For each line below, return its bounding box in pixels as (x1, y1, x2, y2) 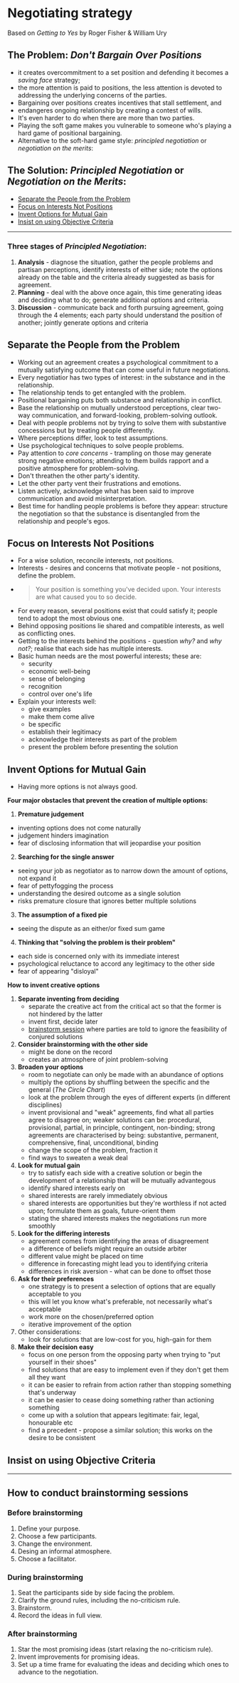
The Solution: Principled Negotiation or (7, 165, 184, 177)
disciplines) (28, 1100, 63, 1109)
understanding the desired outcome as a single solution (17, 889, 181, 898)
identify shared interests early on (28, 1184, 126, 1192)
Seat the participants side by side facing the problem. (17, 1588, 175, 1597)
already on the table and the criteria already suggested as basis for (17, 273, 215, 281)
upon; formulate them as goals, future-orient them (28, 1207, 176, 1215)
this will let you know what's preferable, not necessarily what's (28, 1298, 213, 1306)
